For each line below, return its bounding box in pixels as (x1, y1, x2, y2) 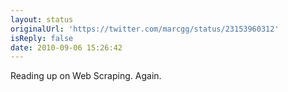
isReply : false (10, 33, 74, 43)
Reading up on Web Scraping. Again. (10, 70, 162, 82)
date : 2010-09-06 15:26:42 (10, 42, 123, 53)
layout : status (10, 14, 74, 25)
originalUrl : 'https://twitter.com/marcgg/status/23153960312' (10, 24, 280, 34)
